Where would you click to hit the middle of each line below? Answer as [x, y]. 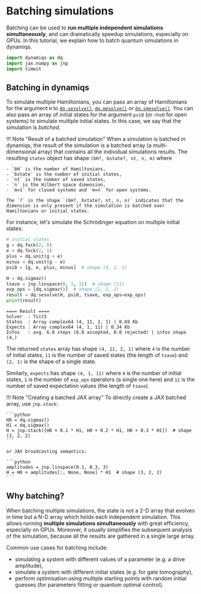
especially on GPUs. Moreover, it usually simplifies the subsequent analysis [99, 529]
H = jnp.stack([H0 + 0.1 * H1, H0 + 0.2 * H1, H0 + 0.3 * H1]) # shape [99, 430]
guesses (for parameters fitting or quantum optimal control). [89, 584]
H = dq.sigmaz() [26, 278]
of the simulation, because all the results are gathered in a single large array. [101, 536]
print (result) [24, 301]
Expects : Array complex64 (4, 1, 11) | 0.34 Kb [68, 327]
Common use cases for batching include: [57, 547]
